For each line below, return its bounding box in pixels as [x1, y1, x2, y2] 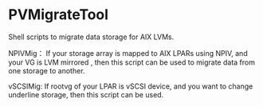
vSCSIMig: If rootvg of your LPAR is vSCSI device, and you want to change [8, 81, 253, 91]
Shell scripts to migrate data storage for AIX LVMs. [8, 32, 175, 42]
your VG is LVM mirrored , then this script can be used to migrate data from [8, 57, 255, 67]
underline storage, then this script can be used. [8, 89, 164, 99]
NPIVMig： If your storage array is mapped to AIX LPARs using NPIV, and [8, 48, 249, 57]
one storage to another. [8, 65, 85, 75]
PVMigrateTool [8, 6, 109, 24]
